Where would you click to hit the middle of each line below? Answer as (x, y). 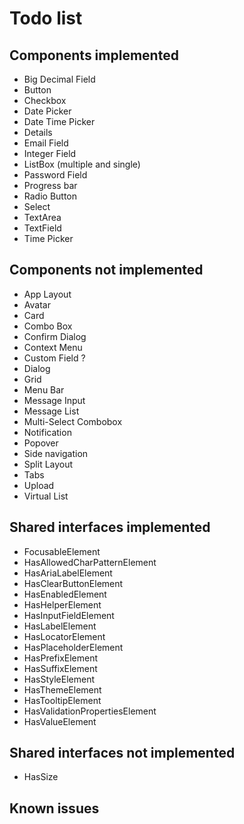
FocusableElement (62, 551)
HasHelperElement (62, 604)
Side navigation (56, 453)
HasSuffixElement (60, 668)
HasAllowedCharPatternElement (90, 562)
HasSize (41, 777)
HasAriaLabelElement (68, 573)
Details (38, 132)
